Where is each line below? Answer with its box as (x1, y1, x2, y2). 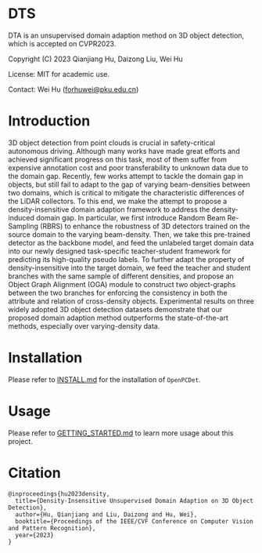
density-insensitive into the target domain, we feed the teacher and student (8, 263, 251, 272)
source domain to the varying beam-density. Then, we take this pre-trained (8, 229, 251, 239)
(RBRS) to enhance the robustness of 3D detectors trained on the (40, 221, 250, 231)
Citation (8, 464, 61, 482)
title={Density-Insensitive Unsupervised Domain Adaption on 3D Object (15, 497, 254, 504)
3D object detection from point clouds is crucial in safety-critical (8, 138, 215, 147)
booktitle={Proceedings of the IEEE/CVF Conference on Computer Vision (15, 517, 254, 526)
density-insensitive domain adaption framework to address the (8, 205, 210, 214)
